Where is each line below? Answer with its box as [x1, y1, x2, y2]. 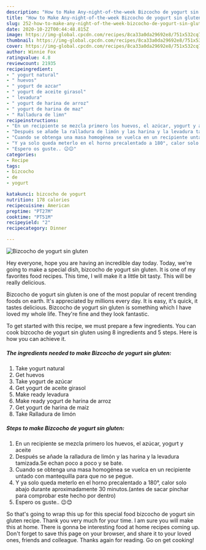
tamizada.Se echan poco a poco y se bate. [15, 459, 124, 467]
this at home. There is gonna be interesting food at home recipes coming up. [6, 523, 200, 530]
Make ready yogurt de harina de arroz [15, 397, 112, 405]
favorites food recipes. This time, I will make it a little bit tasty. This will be [6, 272, 192, 280]
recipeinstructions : [6, 117, 59, 123]
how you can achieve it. [6, 335, 66, 342]
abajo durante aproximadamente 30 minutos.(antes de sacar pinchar [15, 485, 189, 492]
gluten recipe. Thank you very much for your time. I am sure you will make [6, 516, 194, 524]
